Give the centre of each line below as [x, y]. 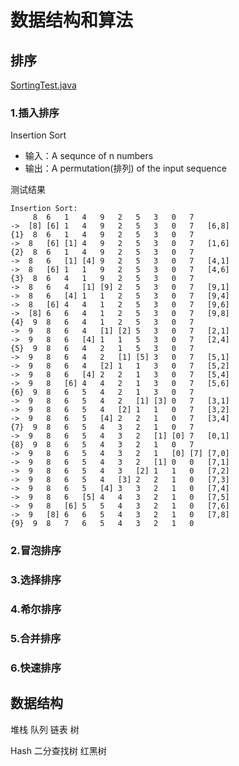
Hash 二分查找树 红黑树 [58, 750]
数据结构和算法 [72, 20]
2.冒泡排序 [36, 551]
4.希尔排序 [36, 609]
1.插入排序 [35, 113]
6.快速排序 [36, 668]
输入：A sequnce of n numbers [89, 156]
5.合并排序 [36, 638]
